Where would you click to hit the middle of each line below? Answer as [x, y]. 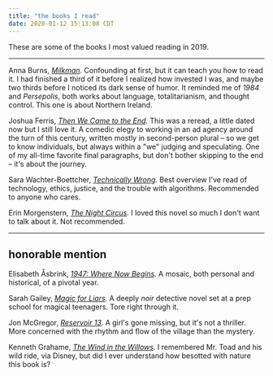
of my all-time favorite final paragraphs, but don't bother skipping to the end [136, 155]
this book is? [30, 365]
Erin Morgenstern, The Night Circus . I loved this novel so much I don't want [134, 212]
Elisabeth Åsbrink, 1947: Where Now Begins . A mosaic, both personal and [131, 274]
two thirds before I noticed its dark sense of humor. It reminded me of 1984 [134, 87]
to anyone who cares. [45, 197]
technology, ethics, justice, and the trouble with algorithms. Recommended [134, 188]
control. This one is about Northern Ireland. [80, 105]
